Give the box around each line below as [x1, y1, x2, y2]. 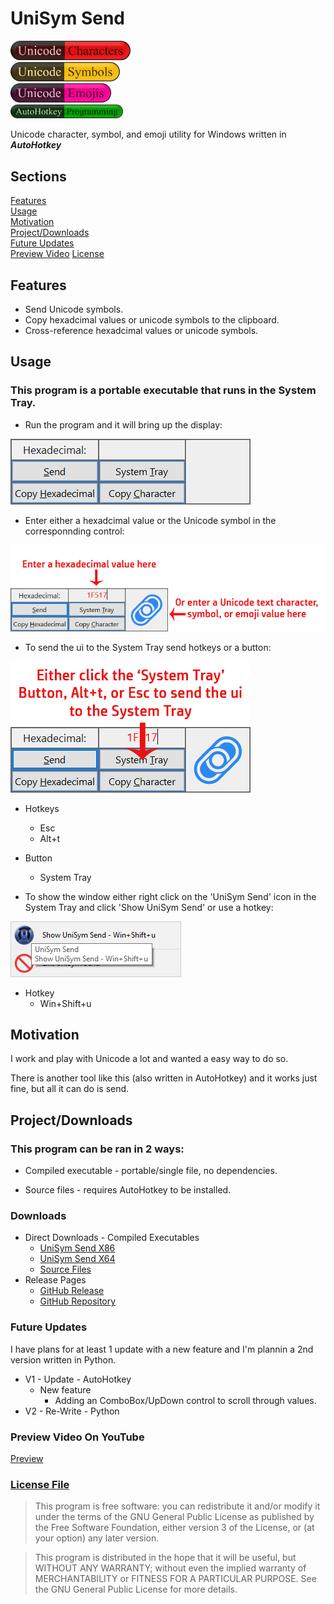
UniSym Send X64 [39, 1253, 116, 1265]
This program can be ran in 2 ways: [10, 1142, 185, 1156]
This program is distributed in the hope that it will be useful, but [34, 1552, 297, 1564]
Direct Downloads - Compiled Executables [24, 1232, 200, 1244]
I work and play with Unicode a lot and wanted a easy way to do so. [10, 1053, 289, 1065]
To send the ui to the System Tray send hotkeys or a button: [24, 641, 272, 653]
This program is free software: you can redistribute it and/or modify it [34, 1500, 321, 1512]
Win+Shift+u [39, 997, 92, 1009]
